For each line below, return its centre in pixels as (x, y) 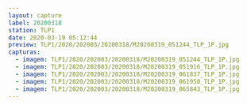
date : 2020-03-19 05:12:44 (53, 37)
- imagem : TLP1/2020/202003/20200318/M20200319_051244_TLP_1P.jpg (127, 60)
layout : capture (35, 15)
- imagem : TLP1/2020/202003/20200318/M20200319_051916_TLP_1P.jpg (127, 67)
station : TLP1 (32, 30)
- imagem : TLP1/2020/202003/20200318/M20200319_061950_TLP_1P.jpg (127, 81)
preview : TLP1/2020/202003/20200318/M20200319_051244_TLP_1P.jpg (118, 45)
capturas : (25, 52)
